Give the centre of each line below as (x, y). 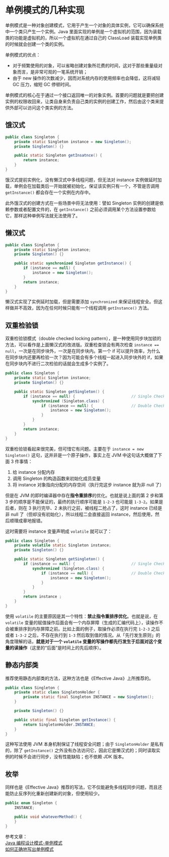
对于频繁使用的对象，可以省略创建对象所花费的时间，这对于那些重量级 (85, 65)
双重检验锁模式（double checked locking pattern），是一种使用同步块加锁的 (83, 338)
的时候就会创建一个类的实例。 (36, 44)
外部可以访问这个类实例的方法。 (43, 108)
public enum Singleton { (31, 803)
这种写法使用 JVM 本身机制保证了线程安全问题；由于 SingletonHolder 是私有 (84, 744)
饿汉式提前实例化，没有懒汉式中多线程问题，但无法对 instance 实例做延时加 (83, 180)
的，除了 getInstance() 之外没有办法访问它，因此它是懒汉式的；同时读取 (80, 750)
